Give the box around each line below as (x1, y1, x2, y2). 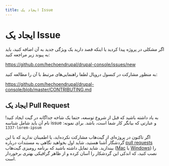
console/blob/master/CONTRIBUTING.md (5, 86, 92, 92)
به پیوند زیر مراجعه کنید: (5, 51, 50, 57)
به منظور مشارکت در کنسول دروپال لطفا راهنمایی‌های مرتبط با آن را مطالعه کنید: (5, 71, 158, 77)
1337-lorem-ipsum (5, 125, 42, 130)
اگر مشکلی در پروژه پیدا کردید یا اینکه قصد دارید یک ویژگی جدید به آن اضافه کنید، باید (5, 46, 164, 52)
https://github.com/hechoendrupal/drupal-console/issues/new (5, 61, 136, 68)
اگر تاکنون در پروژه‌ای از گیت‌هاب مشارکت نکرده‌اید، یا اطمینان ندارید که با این (5, 134, 151, 140)
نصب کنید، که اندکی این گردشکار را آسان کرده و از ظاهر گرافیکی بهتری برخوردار (5, 150, 157, 156)
